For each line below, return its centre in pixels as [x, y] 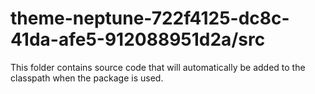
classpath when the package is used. [87, 78]
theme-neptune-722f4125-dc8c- [150, 18]
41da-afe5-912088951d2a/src [138, 39]
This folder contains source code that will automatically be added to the [158, 67]
